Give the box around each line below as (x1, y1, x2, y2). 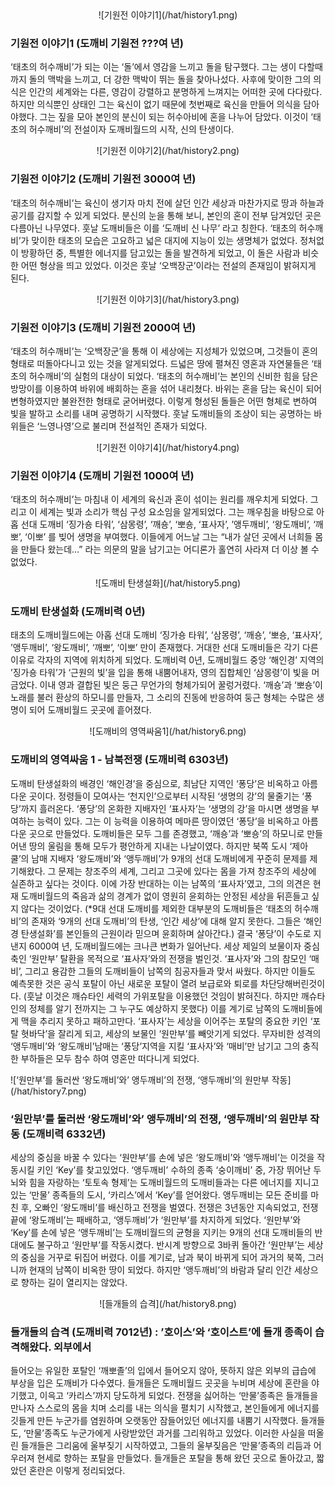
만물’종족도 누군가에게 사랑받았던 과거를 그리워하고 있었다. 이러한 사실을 (25, 1427, 306, 1439)
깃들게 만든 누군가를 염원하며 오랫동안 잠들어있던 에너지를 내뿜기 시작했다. (10, 1415, 299, 1427)
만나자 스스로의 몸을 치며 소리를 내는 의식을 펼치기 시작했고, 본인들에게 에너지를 (10, 1402, 320, 1414)
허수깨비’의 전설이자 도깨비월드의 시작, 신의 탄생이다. (28, 123, 235, 136)
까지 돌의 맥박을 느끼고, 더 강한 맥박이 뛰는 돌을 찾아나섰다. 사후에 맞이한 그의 (10, 73, 312, 86)
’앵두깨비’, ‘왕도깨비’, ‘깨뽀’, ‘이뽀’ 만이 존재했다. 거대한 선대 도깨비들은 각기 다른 (10, 642, 319, 654)
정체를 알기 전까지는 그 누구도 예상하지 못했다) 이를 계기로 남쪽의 (28, 1002, 280, 1014)
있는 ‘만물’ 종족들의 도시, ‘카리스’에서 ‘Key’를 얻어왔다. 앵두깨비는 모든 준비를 (10, 1189, 309, 1201)
